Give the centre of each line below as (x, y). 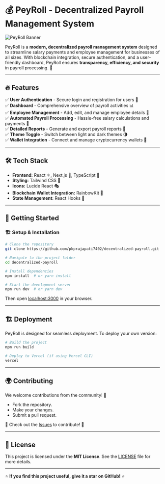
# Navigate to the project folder (41, 258)
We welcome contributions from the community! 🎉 (56, 395)
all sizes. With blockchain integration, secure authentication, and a (72, 57)
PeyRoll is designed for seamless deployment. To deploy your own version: (81, 334)
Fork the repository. (32, 405)
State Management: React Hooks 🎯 (48, 198)
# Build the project (26, 343)
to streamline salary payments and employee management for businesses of (82, 52)
